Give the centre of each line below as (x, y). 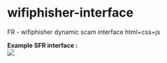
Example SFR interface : (42, 45)
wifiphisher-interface (70, 13)
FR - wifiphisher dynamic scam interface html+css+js (84, 32)
